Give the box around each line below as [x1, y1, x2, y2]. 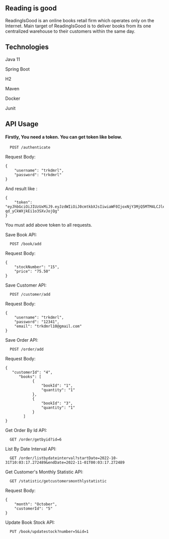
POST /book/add [10, 242, 42, 247]
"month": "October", [14, 502, 57, 507]
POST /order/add [10, 347, 44, 352]
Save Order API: [5, 337, 39, 343]
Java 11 [5, 56, 20, 62]
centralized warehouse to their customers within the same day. [5, 28, 136, 34]
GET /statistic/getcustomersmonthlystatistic [10, 479, 107, 484]
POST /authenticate [10, 145, 51, 150]
